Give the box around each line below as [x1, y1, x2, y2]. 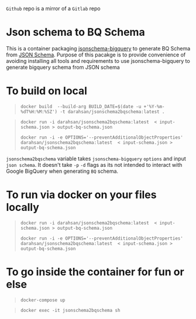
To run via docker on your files [6, 188, 157, 202]
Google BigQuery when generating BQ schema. [6, 167, 119, 174]
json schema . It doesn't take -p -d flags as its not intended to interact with [6, 161, 183, 168]
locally [6, 201, 40, 214]
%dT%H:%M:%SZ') [20, 109, 58, 115]
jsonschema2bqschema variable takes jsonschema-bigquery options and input [6, 155, 186, 162]
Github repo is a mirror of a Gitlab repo [6, 5, 101, 12]
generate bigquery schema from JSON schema [6, 63, 120, 70]
